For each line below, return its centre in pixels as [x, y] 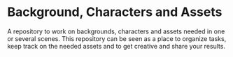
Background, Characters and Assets [115, 12]
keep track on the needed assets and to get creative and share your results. [116, 46]
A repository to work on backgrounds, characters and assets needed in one [116, 31]
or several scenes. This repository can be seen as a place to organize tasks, [117, 38]
